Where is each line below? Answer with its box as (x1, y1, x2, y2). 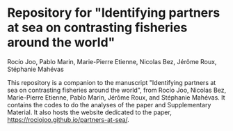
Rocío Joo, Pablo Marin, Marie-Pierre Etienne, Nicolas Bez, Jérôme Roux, (7, 57, 217, 65)
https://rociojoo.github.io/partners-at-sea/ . (7, 115, 130, 123)
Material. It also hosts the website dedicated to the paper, (7, 108, 172, 116)
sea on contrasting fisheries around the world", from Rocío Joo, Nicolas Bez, (7, 86, 227, 94)
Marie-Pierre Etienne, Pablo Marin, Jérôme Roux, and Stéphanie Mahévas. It (7, 93, 225, 102)
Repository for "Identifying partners (7, 5, 220, 21)
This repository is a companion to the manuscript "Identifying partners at (7, 78, 216, 86)
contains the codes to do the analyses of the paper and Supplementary (7, 100, 211, 109)
